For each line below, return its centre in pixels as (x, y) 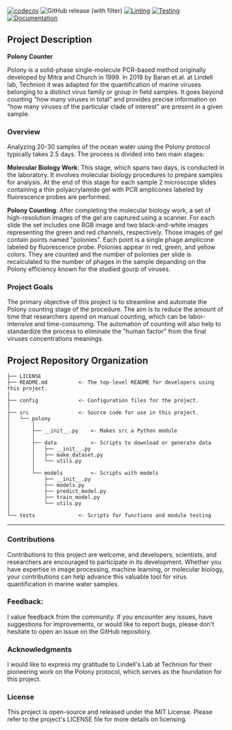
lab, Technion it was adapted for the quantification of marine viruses (104, 84)
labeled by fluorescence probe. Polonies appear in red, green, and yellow (112, 247)
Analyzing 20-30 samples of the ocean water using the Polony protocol (109, 147)
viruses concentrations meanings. (55, 339)
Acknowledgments (40, 649)
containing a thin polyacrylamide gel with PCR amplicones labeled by (105, 189)
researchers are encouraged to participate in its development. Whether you (114, 562)
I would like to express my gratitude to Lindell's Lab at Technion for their (110, 664)
